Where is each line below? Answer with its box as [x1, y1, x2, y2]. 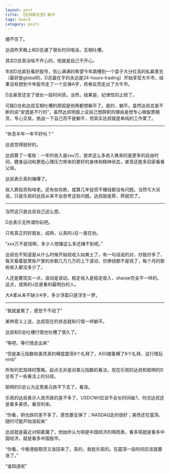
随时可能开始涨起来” [5, 418, 48, 424]
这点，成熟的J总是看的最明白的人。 [5, 281, 79, 287]
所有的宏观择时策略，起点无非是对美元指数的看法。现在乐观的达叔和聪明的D [5, 367, 164, 373]
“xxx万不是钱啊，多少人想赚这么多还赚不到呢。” [5, 241, 103, 247]
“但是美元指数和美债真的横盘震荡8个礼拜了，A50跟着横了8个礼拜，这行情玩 [5, 351, 163, 357]
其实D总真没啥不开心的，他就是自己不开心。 [5, 58, 98, 64]
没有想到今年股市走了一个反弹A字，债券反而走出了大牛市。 [9, 81, 133, 87]
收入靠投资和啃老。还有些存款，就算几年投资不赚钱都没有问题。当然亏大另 [5, 187, 160, 193]
